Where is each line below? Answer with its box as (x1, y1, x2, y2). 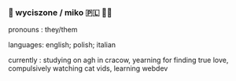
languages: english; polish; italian (8, 40, 116, 50)
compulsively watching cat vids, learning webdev (8, 64, 168, 73)
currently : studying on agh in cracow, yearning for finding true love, (8, 55, 229, 65)
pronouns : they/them (8, 25, 78, 35)
